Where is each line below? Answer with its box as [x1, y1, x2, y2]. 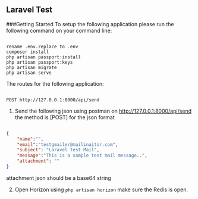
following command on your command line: [6, 27, 112, 34]
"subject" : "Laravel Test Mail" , [17, 147, 100, 153]
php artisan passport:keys [6, 59, 73, 65]
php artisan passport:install [6, 54, 81, 60]
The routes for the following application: [6, 80, 104, 87]
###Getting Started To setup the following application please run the [6, 20, 174, 27]
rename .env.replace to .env [6, 43, 78, 49]
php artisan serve [6, 70, 52, 76]
